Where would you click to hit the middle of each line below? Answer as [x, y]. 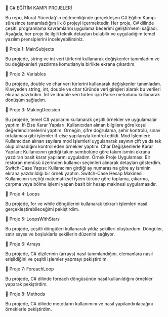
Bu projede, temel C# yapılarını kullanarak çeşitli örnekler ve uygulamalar [81, 120]
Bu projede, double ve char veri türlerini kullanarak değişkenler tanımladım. [83, 84]
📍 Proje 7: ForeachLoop [30, 269]
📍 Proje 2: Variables [26, 74]
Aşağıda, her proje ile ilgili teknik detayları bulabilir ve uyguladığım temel [80, 34]
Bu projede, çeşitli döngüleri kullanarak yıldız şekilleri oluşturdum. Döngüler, [84, 229]
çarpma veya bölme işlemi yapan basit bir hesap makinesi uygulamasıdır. [81, 184]
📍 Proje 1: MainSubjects [30, 49]
